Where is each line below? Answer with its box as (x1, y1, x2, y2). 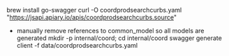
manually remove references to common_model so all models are (16, 27, 205, 35)
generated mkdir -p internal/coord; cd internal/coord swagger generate (16, 34, 223, 42)
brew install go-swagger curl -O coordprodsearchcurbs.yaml (6, 6, 182, 14)
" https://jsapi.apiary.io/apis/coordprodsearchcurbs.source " (6, 13, 177, 21)
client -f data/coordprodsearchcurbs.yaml (16, 41, 138, 49)
